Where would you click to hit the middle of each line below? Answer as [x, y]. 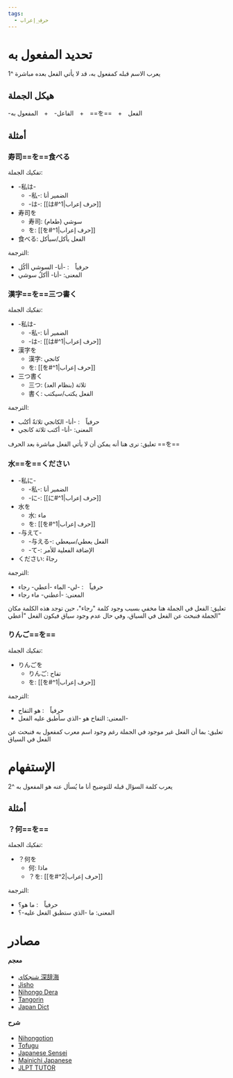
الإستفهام [32, 767]
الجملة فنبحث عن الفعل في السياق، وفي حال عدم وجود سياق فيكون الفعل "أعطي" [114, 616]
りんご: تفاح [44, 673]
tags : [16, 14]
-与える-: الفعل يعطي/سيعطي [68, 541]
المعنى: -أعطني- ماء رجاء [51, 595]
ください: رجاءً [38, 558]
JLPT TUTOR [37, 1068]
